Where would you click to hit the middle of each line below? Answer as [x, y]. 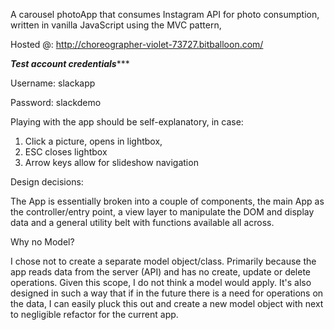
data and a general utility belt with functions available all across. [142, 222]
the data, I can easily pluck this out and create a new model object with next [167, 303]
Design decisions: [47, 182]
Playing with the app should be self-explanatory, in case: [127, 122]
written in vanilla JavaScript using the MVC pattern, [116, 25]
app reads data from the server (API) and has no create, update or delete [161, 272]
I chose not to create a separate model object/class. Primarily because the [163, 261]
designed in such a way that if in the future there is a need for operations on [167, 293]
